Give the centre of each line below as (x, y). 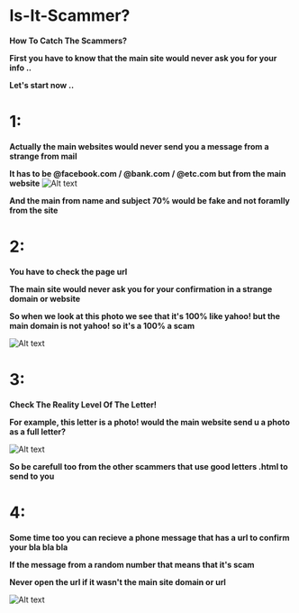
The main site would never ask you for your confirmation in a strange (141, 288)
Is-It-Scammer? (70, 16)
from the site (34, 210)
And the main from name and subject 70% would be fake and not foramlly (150, 200)
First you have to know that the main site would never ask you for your (143, 58)
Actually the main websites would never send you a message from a (139, 146)
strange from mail (43, 156)
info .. (21, 68)
